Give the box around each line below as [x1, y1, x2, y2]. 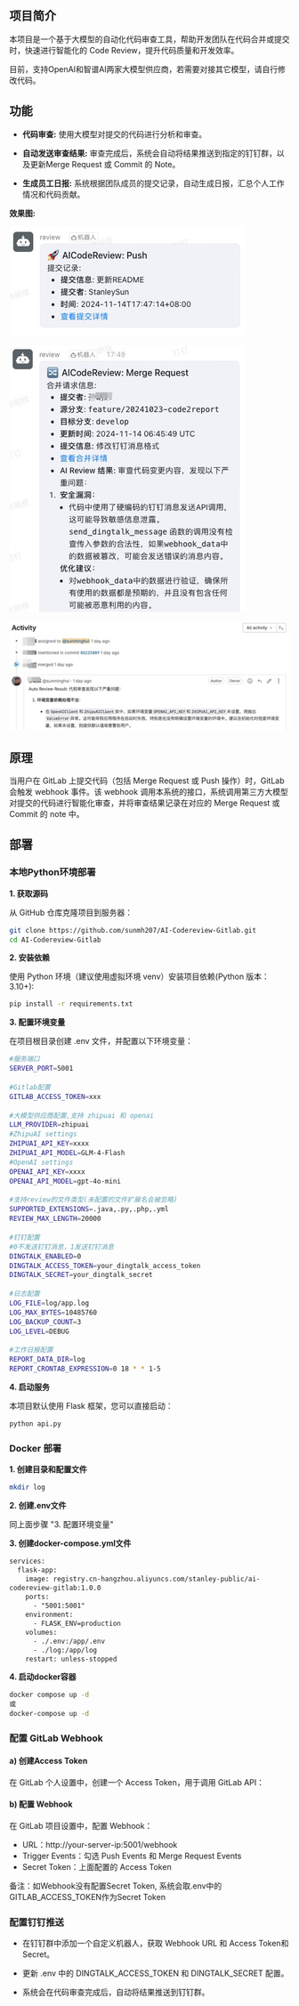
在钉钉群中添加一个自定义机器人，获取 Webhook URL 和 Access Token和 [21, 1938, 289, 1949]
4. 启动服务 [9, 1382, 51, 1393]
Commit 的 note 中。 [9, 808, 85, 819]
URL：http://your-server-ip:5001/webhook [21, 1840, 178, 1850]
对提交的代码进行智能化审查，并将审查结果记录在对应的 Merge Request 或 [9, 797, 280, 808]
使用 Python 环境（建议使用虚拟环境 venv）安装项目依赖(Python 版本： [9, 971, 270, 982]
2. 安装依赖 [9, 952, 51, 963]
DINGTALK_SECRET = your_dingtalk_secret [9, 1271, 153, 1280]
